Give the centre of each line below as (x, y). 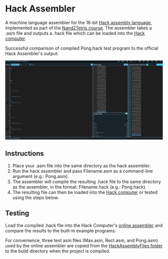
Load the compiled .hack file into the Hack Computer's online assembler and (84, 225)
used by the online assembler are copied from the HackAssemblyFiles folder (84, 245)
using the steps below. (35, 197)
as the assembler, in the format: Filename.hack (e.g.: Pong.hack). (79, 187)
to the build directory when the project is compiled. (58, 251)
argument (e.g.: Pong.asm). (40, 176)
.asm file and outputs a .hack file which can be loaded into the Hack (75, 33)
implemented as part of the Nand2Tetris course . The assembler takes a (78, 27)
